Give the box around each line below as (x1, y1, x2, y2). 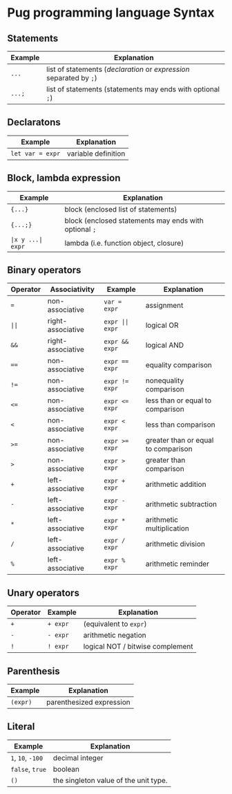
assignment (145, 301, 184, 311)
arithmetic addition (145, 479, 206, 489)
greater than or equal (145, 436, 214, 445)
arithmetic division (145, 539, 206, 549)
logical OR (145, 320, 179, 330)
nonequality (145, 376, 184, 385)
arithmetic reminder (145, 559, 209, 569)
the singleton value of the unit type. (52, 775, 168, 785)
